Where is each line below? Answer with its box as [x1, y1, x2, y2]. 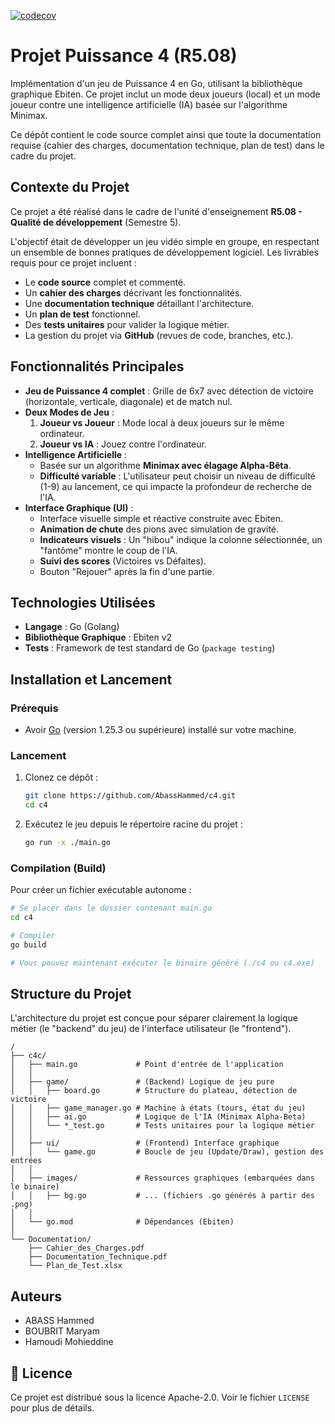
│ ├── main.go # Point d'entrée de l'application [10, 1060, 284, 1070]
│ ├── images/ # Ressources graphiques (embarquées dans [10, 1173, 315, 1184]
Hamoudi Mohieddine [24, 1336, 114, 1348]
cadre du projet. [10, 150, 77, 162]
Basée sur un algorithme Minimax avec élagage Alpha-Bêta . [39, 459, 292, 471]
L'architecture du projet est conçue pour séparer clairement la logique [10, 1012, 298, 1024]
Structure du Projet [10, 986, 132, 1003]
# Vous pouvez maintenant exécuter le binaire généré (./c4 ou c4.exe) [10, 958, 315, 968]
